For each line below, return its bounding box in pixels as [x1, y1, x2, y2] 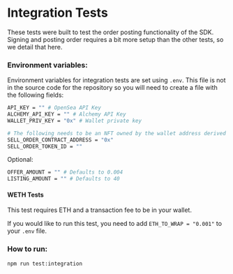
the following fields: [7, 91, 64, 99]
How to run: [7, 244, 48, 254]
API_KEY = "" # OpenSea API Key [7, 105, 101, 112]
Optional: [7, 155, 33, 164]
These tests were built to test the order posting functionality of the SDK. [7, 28, 214, 36]
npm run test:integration [7, 260, 82, 267]
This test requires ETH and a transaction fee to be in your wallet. [7, 206, 192, 214]
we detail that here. [7, 43, 63, 51]
